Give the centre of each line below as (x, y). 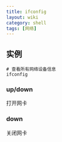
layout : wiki (22, 17)
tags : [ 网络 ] (21, 28)
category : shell (26, 23)
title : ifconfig (26, 12)
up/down (20, 89)
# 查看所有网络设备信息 (31, 69)
